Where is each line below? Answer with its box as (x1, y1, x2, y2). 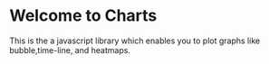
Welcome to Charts (9, 5, 158, 26)
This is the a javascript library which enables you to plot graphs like (9, 35, 261, 46)
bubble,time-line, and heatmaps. (9, 44, 131, 55)
